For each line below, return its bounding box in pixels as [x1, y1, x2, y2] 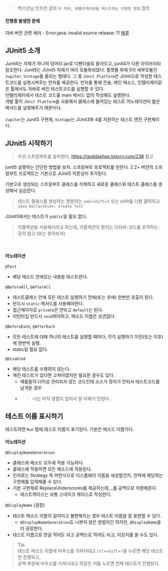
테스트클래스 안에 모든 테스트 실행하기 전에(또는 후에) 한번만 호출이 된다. [12, 294, 154, 300]
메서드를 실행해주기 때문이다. [5, 105, 62, 111]
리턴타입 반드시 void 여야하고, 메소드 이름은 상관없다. [12, 313, 116, 319]
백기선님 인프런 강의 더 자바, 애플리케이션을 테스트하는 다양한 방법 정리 [17, 5, 150, 12]
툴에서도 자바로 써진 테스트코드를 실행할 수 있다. [10, 86, 105, 92]
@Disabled [5, 356, 26, 362]
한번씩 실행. [18, 340, 41, 346]
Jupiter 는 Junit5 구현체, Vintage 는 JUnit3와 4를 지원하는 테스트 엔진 [5, 116, 142, 123]
